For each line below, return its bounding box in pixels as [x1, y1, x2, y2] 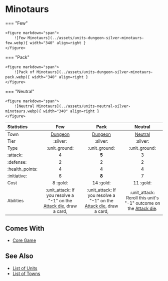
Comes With [5, 224, 45, 232]
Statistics [7, 124, 28, 130]
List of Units [12, 265, 37, 271]
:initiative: [7, 173, 27, 179]
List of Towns [12, 270, 40, 276]
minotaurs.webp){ [5, 109, 41, 114]
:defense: [7, 159, 27, 165]
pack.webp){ [5, 74, 30, 80]
